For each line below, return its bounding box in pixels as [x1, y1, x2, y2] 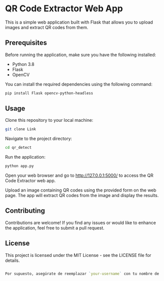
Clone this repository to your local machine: [5, 117, 93, 123]
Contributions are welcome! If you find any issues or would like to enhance [5, 220, 156, 225]
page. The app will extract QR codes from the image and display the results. [5, 193, 159, 198]
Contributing [5, 207, 45, 215]
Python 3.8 [12, 61, 34, 67]
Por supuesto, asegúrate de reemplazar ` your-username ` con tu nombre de [5, 271, 160, 276]
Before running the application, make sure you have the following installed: [5, 52, 156, 57]
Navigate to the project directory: [5, 136, 72, 141]
